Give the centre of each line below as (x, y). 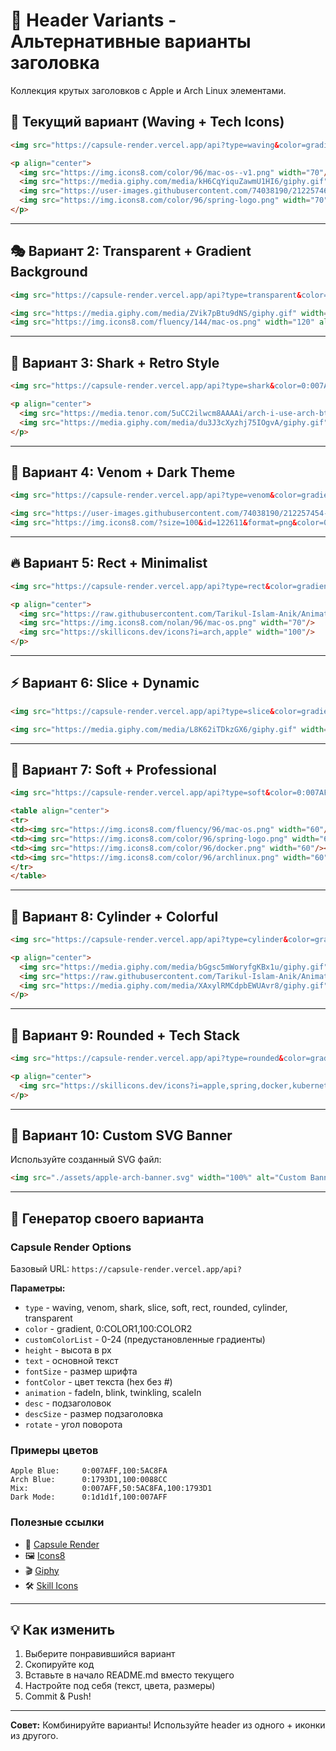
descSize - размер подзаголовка (94, 1413)
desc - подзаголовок (68, 1403)
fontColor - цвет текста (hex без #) (98, 1382)
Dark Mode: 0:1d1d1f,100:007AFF (89, 1497)
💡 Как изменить (63, 1629)
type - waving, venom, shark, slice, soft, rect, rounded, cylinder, (156, 1307)
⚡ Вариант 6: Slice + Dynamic (105, 683)
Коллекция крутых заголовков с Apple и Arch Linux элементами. (148, 90)
